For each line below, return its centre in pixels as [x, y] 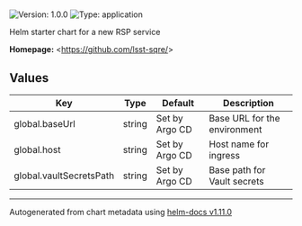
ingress [225, 155]
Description [249, 103]
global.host [37, 150]
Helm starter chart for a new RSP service [85, 32]
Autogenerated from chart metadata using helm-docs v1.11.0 [120, 212]
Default [178, 103]
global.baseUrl [45, 124]
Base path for [237, 170]
